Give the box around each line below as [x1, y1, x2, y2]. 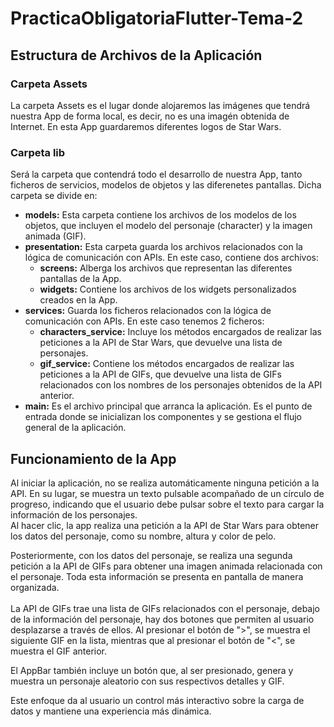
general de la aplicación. [24, 422, 127, 434]
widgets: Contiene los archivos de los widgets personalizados [39, 283, 297, 296]
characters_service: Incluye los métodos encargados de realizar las [39, 326, 322, 338]
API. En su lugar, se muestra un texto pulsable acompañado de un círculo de [10, 487, 325, 499]
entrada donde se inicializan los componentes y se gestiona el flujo [24, 411, 302, 423]
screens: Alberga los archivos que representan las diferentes [39, 262, 293, 274]
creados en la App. [39, 294, 118, 306]
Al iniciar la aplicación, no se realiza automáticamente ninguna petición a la [10, 477, 320, 489]
